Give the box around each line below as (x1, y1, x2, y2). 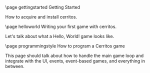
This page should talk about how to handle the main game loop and (5, 52, 144, 58)
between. (5, 63, 25, 69)
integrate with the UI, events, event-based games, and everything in (5, 58, 145, 64)
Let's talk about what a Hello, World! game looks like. (5, 33, 114, 39)
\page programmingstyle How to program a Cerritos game (5, 43, 125, 49)
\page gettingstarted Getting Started (5, 4, 80, 10)
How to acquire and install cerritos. (5, 14, 77, 19)
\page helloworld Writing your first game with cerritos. (5, 23, 116, 29)
